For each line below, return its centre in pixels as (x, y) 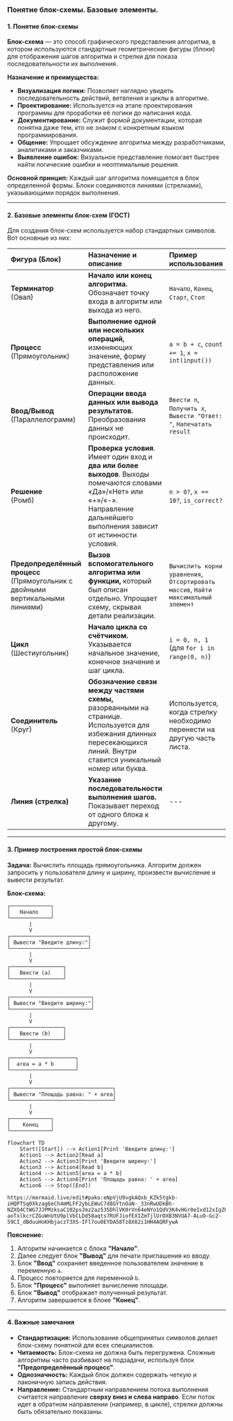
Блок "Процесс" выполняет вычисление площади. (93, 1285)
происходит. (109, 437)
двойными (28, 590)
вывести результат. (36, 879)
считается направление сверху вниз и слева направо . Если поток (116, 1397)
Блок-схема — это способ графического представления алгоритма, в (112, 42)
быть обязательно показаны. (60, 1411)
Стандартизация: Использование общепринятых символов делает (118, 1338)
